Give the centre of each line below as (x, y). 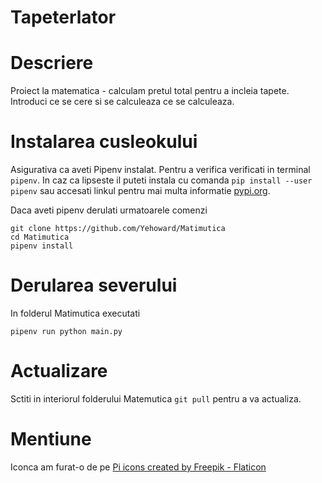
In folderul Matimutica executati (75, 313)
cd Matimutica (40, 237)
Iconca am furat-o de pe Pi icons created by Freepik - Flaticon (138, 467)
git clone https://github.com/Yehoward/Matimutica (118, 229)
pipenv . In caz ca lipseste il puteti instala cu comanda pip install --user (161, 180)
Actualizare (59, 371)
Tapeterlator (63, 17)
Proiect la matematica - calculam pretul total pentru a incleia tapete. (150, 91)
